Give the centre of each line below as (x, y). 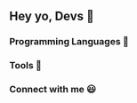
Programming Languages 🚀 (69, 42)
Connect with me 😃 (52, 90)
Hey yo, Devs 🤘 (52, 16)
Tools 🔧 (25, 66)
